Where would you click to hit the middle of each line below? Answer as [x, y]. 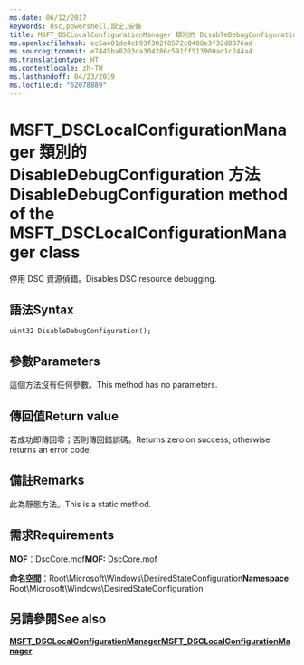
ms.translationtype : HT [54, 60]
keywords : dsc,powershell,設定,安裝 [76, 26]
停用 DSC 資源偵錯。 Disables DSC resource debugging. [113, 278]
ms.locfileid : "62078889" [58, 85]
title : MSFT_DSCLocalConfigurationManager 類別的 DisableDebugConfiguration [155, 34]
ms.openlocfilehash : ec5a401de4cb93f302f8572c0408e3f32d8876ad [131, 43]
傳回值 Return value [64, 416]
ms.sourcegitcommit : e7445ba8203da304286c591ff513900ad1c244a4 [131, 52]
